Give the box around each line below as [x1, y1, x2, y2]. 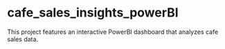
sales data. [7, 35, 39, 43]
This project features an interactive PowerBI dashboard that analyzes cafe [7, 28, 219, 36]
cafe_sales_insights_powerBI [7, 5, 179, 21]
